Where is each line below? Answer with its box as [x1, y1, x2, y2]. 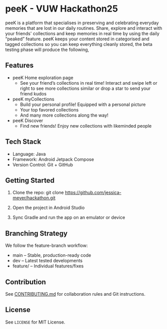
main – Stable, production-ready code [12, 252, 92, 258]
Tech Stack [5, 137, 41, 146]
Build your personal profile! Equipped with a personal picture [20, 101, 146, 107]
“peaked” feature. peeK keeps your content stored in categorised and [5, 36, 150, 42]
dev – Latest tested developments [12, 258, 83, 264]
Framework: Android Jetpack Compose [12, 156, 94, 162]
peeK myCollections [12, 96, 54, 102]
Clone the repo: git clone [12, 190, 64, 196]
